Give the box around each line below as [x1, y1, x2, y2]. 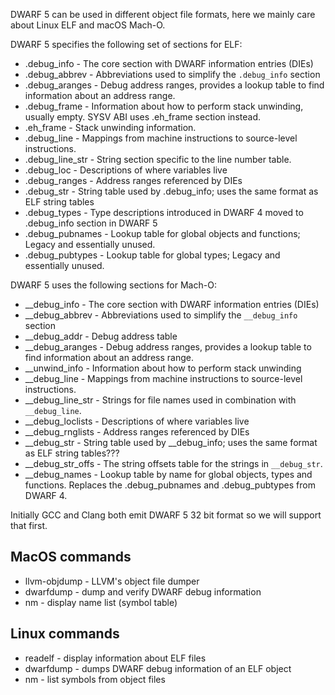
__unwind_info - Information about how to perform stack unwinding [24, 362, 302, 374]
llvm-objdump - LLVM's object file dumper [24, 575, 200, 587]
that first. [10, 520, 48, 531]
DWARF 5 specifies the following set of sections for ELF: [10, 39, 243, 50]
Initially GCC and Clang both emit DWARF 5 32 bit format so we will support [10, 509, 322, 521]
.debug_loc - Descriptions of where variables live [24, 164, 228, 176]
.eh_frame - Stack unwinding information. [24, 122, 197, 133]
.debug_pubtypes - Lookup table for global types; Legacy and [24, 249, 281, 261]
